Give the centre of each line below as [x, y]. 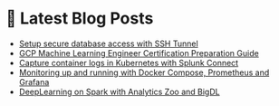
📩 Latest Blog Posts [80, 19]
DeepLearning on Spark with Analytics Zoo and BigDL [119, 92]
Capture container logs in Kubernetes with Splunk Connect [129, 63]
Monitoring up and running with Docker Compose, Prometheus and [144, 72]
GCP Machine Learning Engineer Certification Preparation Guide [139, 53]
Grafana [34, 82]
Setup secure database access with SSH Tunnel [108, 43]
